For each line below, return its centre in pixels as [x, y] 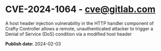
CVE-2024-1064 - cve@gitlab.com [80, 9]
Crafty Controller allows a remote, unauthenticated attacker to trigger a [79, 28]
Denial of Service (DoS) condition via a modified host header [69, 34]
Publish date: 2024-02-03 [33, 43]
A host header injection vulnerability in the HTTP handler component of [79, 23]
